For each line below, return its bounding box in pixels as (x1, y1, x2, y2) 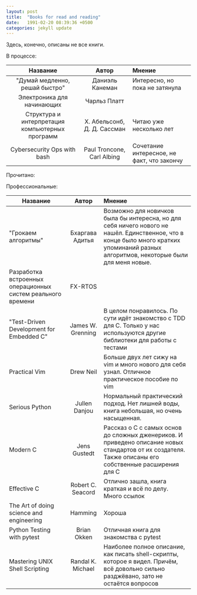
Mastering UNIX (9, 557, 53, 566)
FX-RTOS (70, 283, 97, 291)
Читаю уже (132, 118, 164, 126)
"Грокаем (9, 229, 37, 237)
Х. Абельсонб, (84, 118, 125, 126)
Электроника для (18, 93, 68, 102)
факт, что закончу (132, 156, 184, 165)
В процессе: (6, 52, 37, 59)
